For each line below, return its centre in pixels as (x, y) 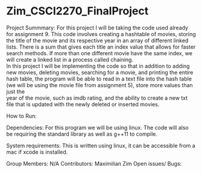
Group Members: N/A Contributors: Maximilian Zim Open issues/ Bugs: (94, 163)
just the (16, 91)
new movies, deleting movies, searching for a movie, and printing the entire (100, 72)
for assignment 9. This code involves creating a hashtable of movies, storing (101, 34)
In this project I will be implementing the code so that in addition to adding (98, 66)
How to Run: (22, 116)
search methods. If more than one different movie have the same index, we (99, 53)
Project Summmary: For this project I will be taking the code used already (97, 28)
